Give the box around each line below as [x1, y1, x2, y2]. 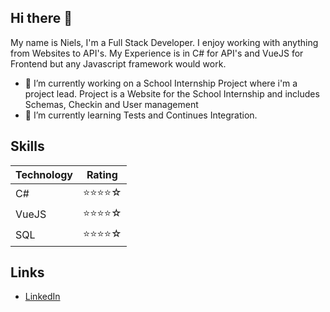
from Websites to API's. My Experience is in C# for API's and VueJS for [10, 47, 304, 59]
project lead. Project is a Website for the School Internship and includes [24, 87, 320, 100]
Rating [86, 167, 118, 181]
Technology [15, 167, 73, 181]
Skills [10, 138, 45, 155]
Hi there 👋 [10, 10, 73, 27]
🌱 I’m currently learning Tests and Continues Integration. [24, 109, 258, 121]
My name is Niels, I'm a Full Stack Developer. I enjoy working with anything [10, 36, 319, 48]
